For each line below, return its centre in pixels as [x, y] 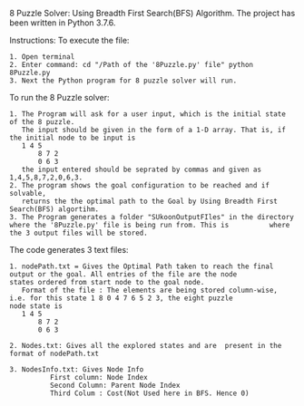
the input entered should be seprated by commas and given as [141, 169]
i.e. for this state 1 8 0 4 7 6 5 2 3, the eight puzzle [121, 298]
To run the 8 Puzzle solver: [60, 97]
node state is [36, 306]
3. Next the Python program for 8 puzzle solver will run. [123, 81]
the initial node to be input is [73, 138]
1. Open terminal [42, 57]
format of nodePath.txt [54, 353]
